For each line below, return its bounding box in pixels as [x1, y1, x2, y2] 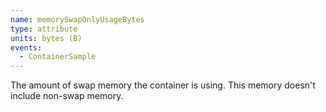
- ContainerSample [19, 52, 97, 62]
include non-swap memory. [10, 90, 124, 102]
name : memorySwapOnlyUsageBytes [10, 14, 145, 25]
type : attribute [10, 24, 78, 34]
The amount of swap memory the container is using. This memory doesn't [10, 79, 316, 91]
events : [10, 42, 43, 53]
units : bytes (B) [10, 33, 83, 43]
